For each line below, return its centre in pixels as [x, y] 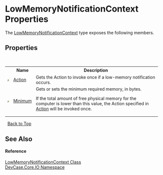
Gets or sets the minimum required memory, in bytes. [89, 89]
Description [96, 70]
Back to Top [19, 124]
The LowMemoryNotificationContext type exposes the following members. [80, 32]
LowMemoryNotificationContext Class [43, 162]
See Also [19, 139]
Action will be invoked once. [64, 109]
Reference [16, 151]
